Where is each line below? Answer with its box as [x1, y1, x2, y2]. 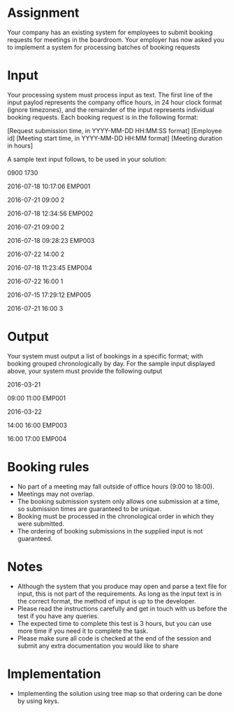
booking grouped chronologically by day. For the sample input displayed [7, 359, 215, 368]
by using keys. [17, 697, 59, 705]
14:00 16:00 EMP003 [7, 421, 68, 429]
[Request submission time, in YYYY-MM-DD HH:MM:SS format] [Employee [7, 126, 222, 134]
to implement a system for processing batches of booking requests [7, 43, 200, 51]
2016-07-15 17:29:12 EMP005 [7, 291, 92, 299]
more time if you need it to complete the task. [17, 627, 149, 635]
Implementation [7, 666, 101, 682]
